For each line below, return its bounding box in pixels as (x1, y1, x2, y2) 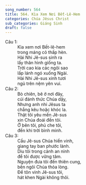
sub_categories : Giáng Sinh (5, 21, 63, 26)
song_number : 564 (5, 7, 41, 12)
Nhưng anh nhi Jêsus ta (17, 102, 66, 107)
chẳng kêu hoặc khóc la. (17, 106, 67, 113)
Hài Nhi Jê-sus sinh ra (17, 54, 62, 60)
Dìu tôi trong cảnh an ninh (17, 148, 70, 155)
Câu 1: (5, 39, 18, 45)
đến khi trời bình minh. (17, 128, 63, 133)
